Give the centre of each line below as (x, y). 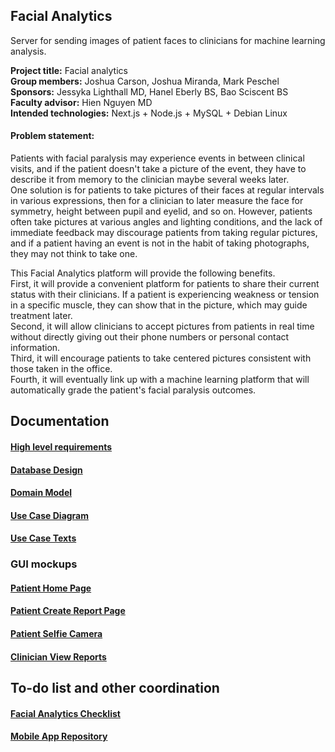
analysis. (28, 51)
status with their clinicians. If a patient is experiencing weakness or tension (165, 295)
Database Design (46, 470)
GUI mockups (44, 564)
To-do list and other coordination (115, 688)
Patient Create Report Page (68, 611)
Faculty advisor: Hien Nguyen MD (81, 102)
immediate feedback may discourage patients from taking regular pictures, (164, 233)
